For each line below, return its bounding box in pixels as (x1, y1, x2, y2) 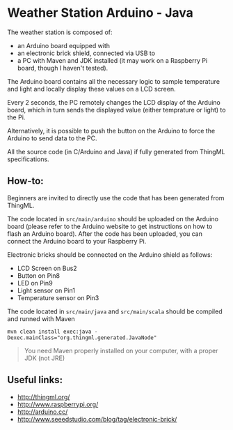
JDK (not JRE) (24, 354, 65, 362)
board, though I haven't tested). (17, 64, 109, 72)
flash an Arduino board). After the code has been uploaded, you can (7, 229, 203, 238)
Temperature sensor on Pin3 (17, 293, 99, 302)
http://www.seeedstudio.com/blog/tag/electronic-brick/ (17, 415, 177, 423)
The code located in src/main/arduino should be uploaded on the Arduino (7, 214, 219, 223)
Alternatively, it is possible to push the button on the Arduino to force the (7, 126, 216, 135)
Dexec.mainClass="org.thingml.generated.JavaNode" (7, 334, 157, 341)
